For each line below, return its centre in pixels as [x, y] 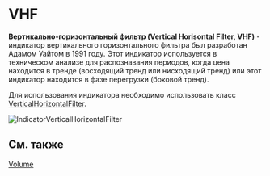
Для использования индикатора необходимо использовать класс [122, 94]
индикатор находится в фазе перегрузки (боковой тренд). [109, 79]
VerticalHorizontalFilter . [47, 103]
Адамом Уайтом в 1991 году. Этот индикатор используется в [113, 53]
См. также [36, 145]
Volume [21, 164]
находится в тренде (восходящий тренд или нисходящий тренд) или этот [135, 70]
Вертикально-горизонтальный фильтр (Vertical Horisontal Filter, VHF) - [134, 36]
